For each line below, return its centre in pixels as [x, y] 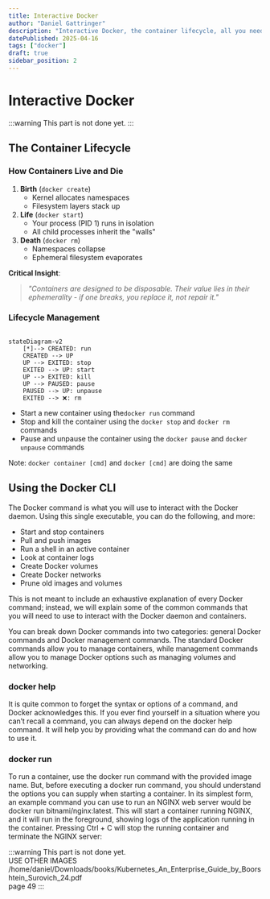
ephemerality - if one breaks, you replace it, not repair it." [123, 297]
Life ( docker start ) [52, 214]
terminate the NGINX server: [55, 837]
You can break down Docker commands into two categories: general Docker [135, 631]
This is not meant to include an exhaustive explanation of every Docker [126, 599]
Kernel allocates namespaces [81, 197]
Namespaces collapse [69, 249]
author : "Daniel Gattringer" [57, 23]
